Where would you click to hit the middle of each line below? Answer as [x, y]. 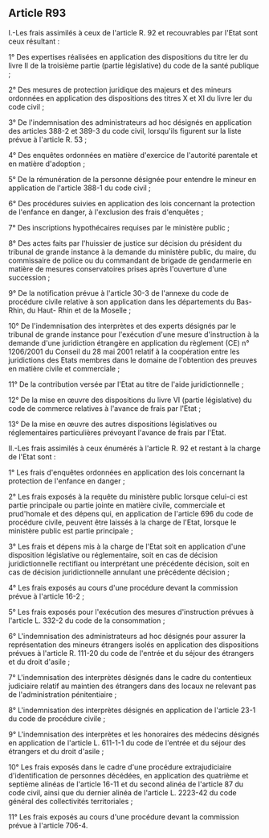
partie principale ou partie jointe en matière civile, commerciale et [117, 505]
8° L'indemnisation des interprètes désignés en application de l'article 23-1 [132, 710]
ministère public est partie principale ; [71, 530]
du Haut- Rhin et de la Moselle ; [79, 310]
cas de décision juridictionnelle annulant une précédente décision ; [119, 572]
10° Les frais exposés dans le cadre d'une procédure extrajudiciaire [120, 767]
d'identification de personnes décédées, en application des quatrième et [128, 775]
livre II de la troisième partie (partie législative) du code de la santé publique [134, 65]
